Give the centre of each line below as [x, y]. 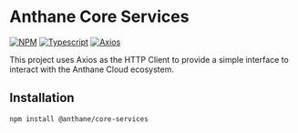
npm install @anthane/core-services [79, 119]
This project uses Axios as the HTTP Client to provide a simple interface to [149, 59]
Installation [42, 98]
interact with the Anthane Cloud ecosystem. [92, 69]
